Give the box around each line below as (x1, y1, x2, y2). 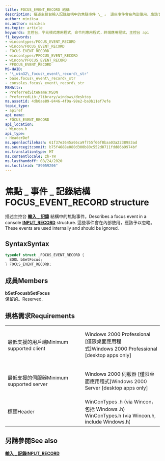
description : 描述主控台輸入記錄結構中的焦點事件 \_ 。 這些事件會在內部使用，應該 (5, 12, 158, 17)
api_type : (5, 131, 26, 136)
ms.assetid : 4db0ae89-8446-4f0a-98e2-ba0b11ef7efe (5, 99, 111, 104)
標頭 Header (7, 408, 35, 415)
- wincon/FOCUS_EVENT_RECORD (5, 44, 65, 49)
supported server (7, 381, 48, 388)
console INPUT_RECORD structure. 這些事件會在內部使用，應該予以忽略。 (5, 220, 155, 226)
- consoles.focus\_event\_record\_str (5, 80, 84, 85)
